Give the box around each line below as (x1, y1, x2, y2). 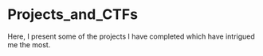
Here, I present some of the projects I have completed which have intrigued (7, 32, 256, 41)
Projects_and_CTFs (7, 6, 139, 24)
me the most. (7, 39, 51, 49)
